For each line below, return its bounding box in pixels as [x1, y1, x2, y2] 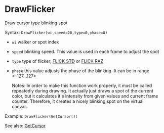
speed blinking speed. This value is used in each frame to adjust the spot [11, 48, 159, 54]
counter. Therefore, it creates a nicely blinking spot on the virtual [11, 98, 144, 104]
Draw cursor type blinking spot [4, 20, 68, 26]
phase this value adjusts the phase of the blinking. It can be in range [11, 68, 150, 74]
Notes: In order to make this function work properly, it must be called [11, 83, 152, 89]
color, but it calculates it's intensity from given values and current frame [11, 93, 159, 99]
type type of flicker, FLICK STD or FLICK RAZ [11, 58, 104, 64]
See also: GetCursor [4, 123, 46, 129]
